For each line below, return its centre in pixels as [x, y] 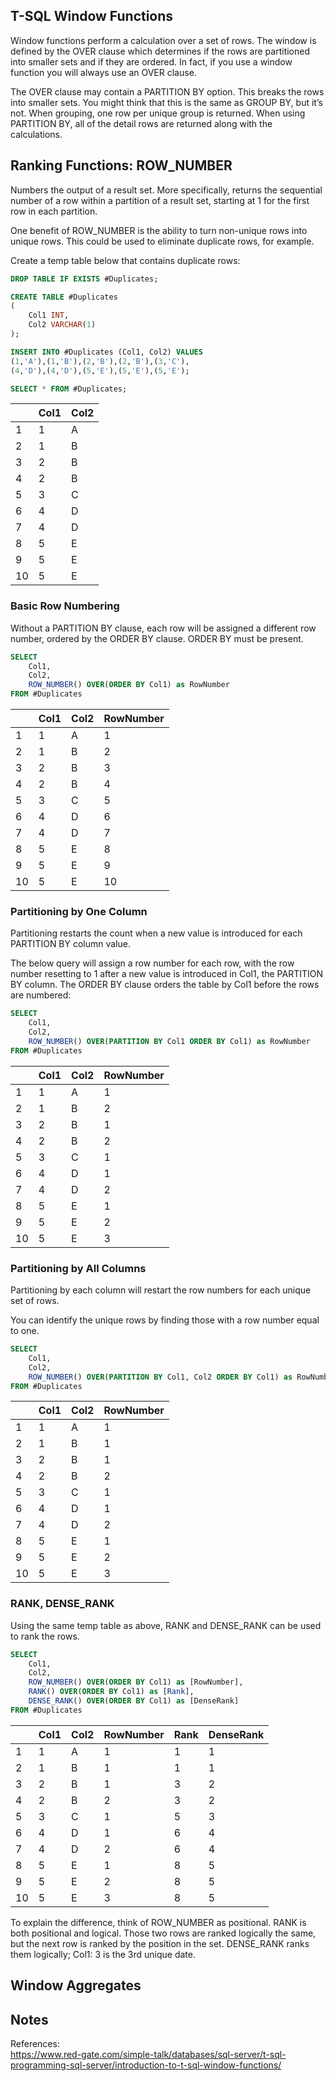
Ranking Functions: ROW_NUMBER [121, 165]
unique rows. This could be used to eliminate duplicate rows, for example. [162, 241]
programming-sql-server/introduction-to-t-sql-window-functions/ [146, 2065]
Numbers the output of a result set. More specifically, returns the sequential [166, 190]
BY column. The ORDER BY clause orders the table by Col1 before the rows [165, 985]
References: [35, 2044]
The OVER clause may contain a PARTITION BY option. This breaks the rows [167, 91]
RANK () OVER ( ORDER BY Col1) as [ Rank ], [111, 1692]
